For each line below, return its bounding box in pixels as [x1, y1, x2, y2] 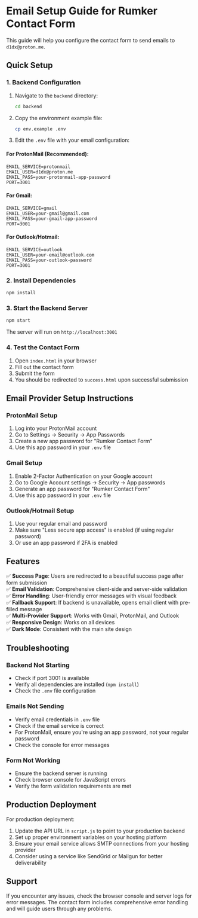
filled [6, 605, 19, 612]
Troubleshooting [6, 643, 70, 653]
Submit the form [14, 370, 55, 377]
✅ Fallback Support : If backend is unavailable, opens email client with [6, 599, 179, 606]
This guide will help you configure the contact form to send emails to [6, 36, 175, 44]
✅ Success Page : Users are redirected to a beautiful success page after [6, 572, 184, 580]
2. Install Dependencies [6, 276, 76, 285]
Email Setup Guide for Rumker [6, 4, 158, 18]
